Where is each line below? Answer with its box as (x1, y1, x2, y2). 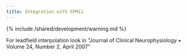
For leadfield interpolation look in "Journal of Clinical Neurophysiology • (6, 36, 182, 43)
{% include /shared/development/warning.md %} (6, 25, 126, 32)
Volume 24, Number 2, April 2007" (6, 43, 91, 50)
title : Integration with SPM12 (6, 8, 84, 15)
